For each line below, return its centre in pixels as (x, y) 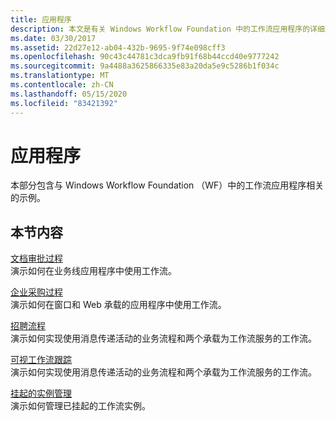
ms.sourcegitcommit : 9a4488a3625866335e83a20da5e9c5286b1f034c (145, 66)
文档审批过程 (36, 258)
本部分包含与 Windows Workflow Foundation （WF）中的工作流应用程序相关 (167, 185)
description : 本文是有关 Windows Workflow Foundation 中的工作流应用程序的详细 (167, 29)
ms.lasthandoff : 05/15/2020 (69, 94)
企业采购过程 (36, 292)
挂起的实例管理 (41, 393)
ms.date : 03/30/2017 (53, 38)
